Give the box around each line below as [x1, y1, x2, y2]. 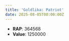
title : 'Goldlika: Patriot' [5, 7, 64, 12]
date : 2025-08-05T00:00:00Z [5, 12, 64, 17]
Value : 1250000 [12, 31, 46, 37]
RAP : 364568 [12, 25, 41, 31]
